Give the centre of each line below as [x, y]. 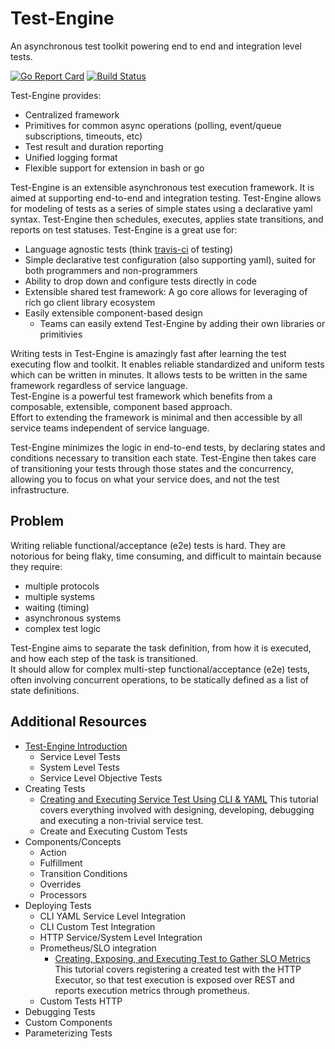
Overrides [60, 884]
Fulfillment [61, 863]
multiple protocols [62, 586]
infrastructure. [40, 489]
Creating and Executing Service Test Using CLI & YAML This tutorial [179, 799]
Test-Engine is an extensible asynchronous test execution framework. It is [162, 187]
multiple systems [59, 596]
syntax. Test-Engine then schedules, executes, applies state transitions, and [167, 219]
